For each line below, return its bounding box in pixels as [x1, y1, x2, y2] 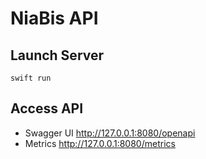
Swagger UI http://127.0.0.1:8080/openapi [24, 127, 196, 139]
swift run [10, 73, 52, 83]
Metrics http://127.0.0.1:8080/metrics [24, 137, 176, 149]
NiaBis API [10, 7, 99, 30]
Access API [10, 100, 84, 117]
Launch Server [10, 47, 105, 64]
